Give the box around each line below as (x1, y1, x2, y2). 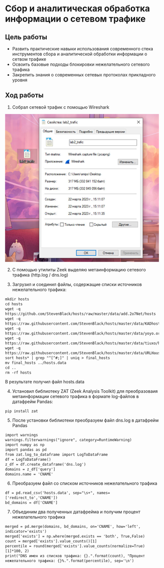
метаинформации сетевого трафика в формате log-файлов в (12, 394, 139, 400)
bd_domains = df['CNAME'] (5, 500, 58, 505)
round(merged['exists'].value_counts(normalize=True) (33, 544, 145, 549)
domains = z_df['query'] (5, 467, 56, 472)
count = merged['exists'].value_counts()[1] (5, 539, 97, 544)
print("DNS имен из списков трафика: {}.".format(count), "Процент (5, 554, 145, 559)
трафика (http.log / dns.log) (12, 272, 68, 278)
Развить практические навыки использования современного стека (12, 46, 153, 51)
